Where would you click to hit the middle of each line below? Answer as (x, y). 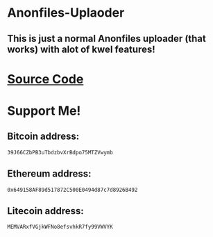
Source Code (45, 79)
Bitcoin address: (43, 137)
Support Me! (44, 111)
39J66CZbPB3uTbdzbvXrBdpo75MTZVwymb (60, 152)
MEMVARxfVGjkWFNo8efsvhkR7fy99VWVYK (60, 227)
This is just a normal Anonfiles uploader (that (107, 39)
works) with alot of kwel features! (82, 49)
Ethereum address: (49, 174)
